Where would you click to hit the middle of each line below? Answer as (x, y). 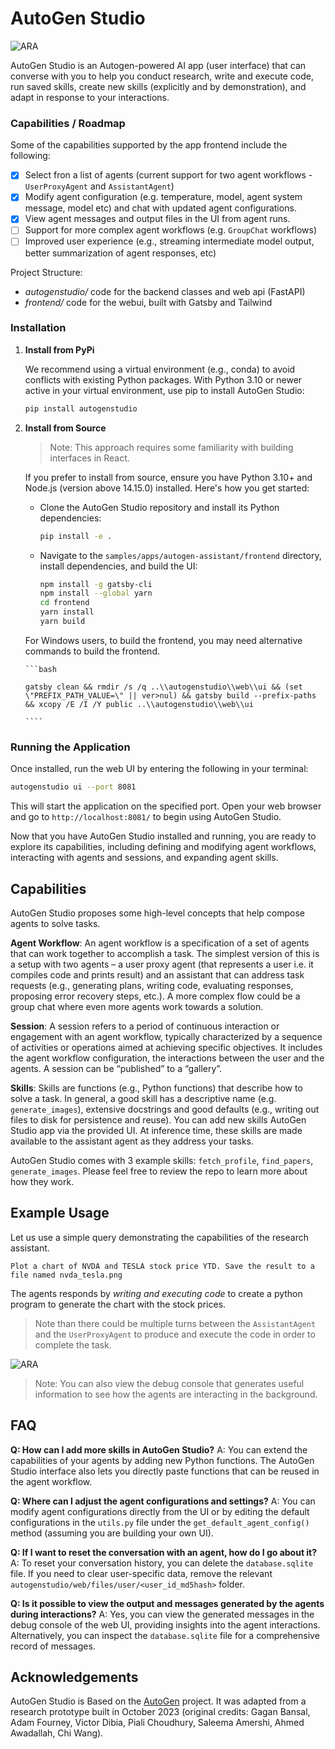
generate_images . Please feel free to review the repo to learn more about (159, 1171)
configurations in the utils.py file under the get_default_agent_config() (160, 1522)
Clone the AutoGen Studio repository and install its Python (159, 507)
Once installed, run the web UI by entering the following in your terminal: (159, 769)
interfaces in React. (89, 458)
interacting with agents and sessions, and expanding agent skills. (144, 858)
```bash (40, 669)
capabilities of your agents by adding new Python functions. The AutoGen (162, 1460)
